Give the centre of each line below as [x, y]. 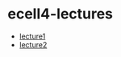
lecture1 [32, 36]
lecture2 [33, 44]
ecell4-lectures [60, 14]
